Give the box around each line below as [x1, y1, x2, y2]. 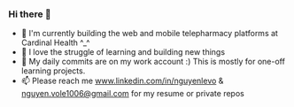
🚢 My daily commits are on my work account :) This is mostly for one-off [20, 57, 285, 67]
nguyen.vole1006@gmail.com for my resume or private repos [20, 88, 244, 99]
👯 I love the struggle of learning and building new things [20, 47, 226, 57]
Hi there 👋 [8, 8, 52, 20]
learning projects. [20, 65, 86, 76]
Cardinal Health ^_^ [20, 37, 90, 48]
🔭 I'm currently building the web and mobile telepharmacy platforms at [20, 28, 278, 39]
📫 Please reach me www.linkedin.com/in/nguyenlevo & [20, 75, 224, 87]
